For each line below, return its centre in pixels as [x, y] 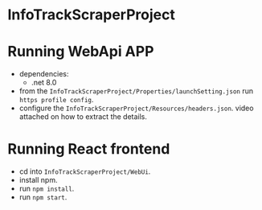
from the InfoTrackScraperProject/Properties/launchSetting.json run [136, 91]
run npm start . [43, 197]
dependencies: [44, 74]
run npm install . [47, 189]
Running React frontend [89, 149]
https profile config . [56, 100]
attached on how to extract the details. [83, 117]
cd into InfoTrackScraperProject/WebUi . [85, 171]
